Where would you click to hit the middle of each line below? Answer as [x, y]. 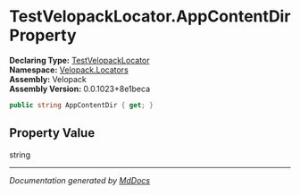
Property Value [52, 133]
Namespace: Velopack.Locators [69, 70]
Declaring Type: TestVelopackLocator [79, 60]
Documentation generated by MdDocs [79, 180]
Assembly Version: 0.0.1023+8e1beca [80, 89]
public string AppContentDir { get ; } [81, 105]
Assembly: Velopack [48, 79]
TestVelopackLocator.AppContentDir [150, 17]
